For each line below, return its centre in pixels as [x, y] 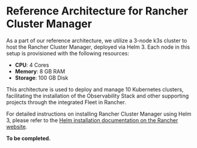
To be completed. [29, 138]
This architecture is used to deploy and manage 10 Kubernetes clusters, [95, 89]
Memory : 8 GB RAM [40, 71]
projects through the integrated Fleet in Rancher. [66, 102]
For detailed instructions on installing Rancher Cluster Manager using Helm [99, 114]
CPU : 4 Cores [32, 65]
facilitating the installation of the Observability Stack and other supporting [98, 96]
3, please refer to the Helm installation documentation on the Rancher [92, 120]
